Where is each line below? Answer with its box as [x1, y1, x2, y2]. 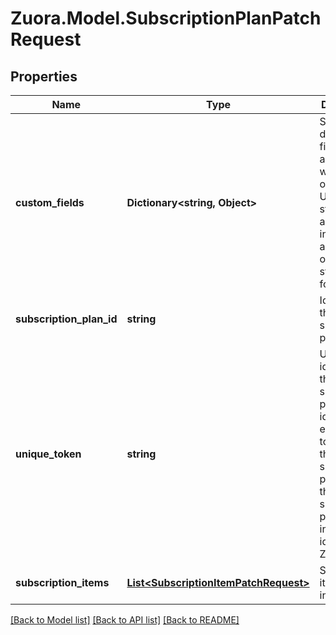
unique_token [15, 447, 82, 461]
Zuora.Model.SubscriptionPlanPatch [10, 7, 322, 30]
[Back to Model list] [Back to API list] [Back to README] [10, 614, 240, 626]
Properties [10, 68, 78, 85]
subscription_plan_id [15, 312, 118, 326]
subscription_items [15, 576, 110, 589]
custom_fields [15, 196, 85, 209]
